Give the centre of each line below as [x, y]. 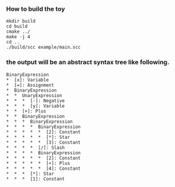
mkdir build [21, 21]
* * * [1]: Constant [36, 179]
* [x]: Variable [28, 80]
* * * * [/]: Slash [36, 148]
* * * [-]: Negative [36, 101]
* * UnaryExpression [34, 95]
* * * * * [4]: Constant [44, 169]
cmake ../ [18, 32]
